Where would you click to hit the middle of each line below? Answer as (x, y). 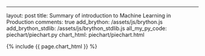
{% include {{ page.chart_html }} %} (52, 46)
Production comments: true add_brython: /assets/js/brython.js (85, 22)
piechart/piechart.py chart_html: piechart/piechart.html (75, 35)
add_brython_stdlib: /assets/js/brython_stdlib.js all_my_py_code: (87, 28)
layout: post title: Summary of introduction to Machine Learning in (89, 15)
